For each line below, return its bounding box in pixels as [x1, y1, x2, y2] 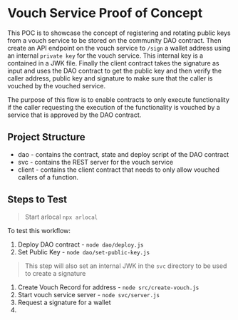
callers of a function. [17, 172, 79, 181]
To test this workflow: [7, 226, 71, 234]
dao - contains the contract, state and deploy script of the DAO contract [17, 150, 229, 158]
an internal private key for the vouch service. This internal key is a [7, 51, 204, 60]
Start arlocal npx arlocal [24, 212, 98, 221]
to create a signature [24, 269, 86, 277]
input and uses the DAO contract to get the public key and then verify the [7, 66, 222, 75]
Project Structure [7, 131, 86, 143]
